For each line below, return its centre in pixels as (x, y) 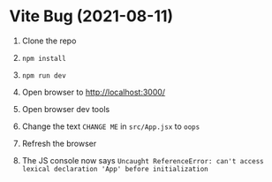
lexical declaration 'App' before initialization (115, 169)
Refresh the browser (59, 143)
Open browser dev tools (66, 109)
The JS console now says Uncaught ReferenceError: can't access (143, 160)
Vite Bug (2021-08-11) (91, 16)
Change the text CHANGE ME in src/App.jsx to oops (111, 126)
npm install (44, 58)
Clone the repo (49, 41)
